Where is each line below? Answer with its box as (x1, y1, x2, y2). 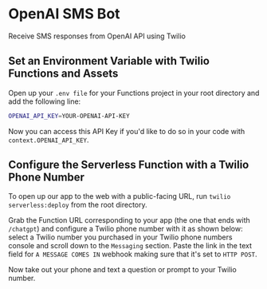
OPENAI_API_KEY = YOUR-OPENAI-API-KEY (8, 112, 130, 120)
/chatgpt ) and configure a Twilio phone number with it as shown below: (8, 224, 243, 234)
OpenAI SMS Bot (8, 5, 121, 23)
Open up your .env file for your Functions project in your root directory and (8, 88, 260, 97)
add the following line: (8, 97, 81, 106)
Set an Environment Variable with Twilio (8, 54, 210, 68)
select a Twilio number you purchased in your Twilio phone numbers (8, 232, 233, 242)
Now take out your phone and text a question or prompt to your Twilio (8, 265, 237, 275)
